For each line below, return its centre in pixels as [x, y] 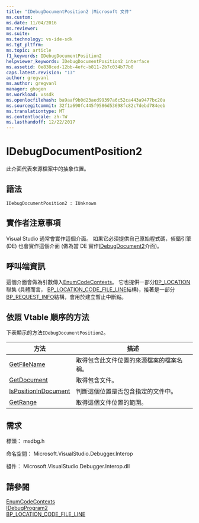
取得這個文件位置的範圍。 [112, 403]
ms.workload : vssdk [30, 94]
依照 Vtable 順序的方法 [48, 317]
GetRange [23, 402]
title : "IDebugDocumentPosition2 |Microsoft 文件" [69, 12]
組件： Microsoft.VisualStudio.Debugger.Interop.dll [68, 467]
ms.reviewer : [22, 28]
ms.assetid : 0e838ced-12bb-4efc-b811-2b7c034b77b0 [70, 67]
